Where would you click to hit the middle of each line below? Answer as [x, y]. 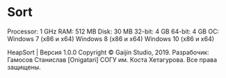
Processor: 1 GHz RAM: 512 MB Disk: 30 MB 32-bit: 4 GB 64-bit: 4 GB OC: [113, 31]
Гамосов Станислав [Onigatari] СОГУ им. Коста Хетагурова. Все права [112, 59]
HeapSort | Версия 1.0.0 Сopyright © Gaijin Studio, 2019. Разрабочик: [108, 52]
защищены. [24, 67]
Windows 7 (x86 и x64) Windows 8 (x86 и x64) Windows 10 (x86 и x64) [111, 38]
